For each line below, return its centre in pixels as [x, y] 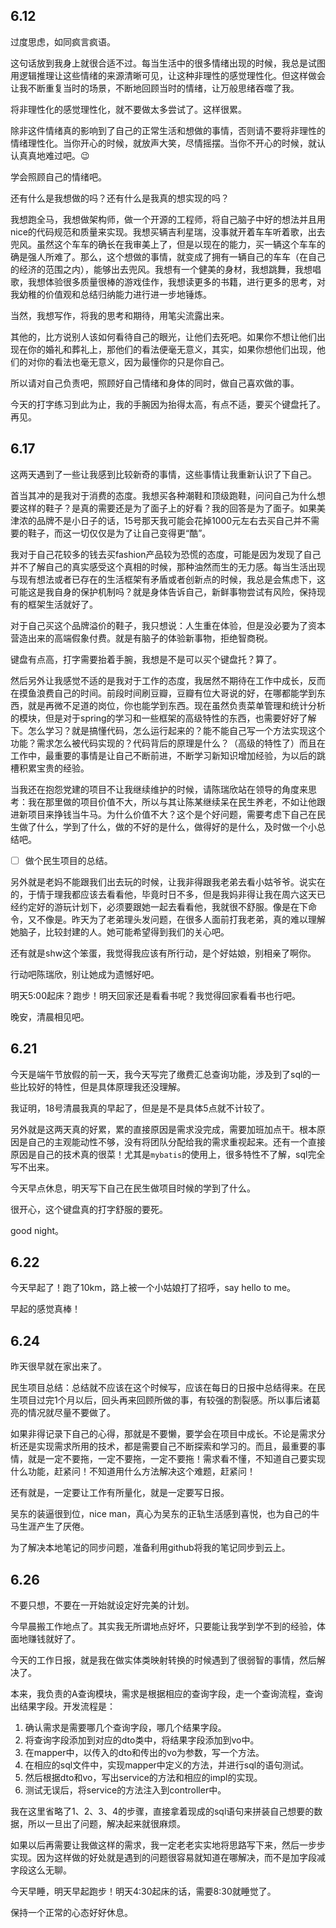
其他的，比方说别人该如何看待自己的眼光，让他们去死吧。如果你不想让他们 [163, 336]
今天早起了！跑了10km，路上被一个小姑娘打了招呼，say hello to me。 [153, 1288]
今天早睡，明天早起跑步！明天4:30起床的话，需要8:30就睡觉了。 [143, 1891]
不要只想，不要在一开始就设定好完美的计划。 [102, 1605]
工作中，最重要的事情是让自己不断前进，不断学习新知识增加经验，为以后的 [163, 755]
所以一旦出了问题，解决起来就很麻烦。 [106, 1823]
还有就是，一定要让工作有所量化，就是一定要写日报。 [120, 1493]
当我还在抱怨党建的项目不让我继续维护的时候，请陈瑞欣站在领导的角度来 [159, 789]
